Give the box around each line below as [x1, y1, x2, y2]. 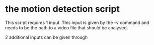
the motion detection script [5, 3, 120, 15]
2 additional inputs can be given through [5, 34, 88, 40]
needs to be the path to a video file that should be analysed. [5, 24, 128, 30]
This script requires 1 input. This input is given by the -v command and [5, 20, 150, 25]
